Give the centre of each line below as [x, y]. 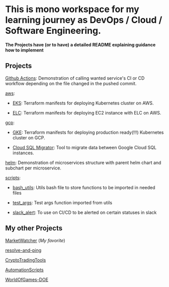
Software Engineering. [53, 31]
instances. [23, 153]
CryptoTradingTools [26, 260]
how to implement [24, 50]
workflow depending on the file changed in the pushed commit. [71, 83]
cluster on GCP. [29, 138]
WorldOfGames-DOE [27, 279]
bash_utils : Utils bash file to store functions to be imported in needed [84, 187]
